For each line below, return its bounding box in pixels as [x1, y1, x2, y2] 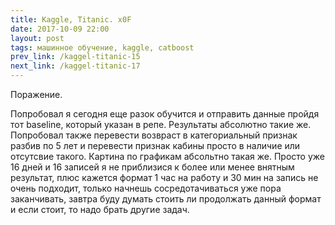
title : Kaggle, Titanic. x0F [10, 14, 132, 25]
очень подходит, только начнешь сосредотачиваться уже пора [10, 182, 282, 194]
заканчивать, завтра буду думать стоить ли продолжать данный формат [10, 193, 322, 205]
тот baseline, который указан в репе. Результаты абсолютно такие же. [10, 119, 312, 130]
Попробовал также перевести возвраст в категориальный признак [10, 129, 298, 141]
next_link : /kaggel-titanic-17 [10, 61, 141, 71]
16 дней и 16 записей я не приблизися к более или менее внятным [10, 161, 295, 173]
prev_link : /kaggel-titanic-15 [10, 52, 141, 62]
